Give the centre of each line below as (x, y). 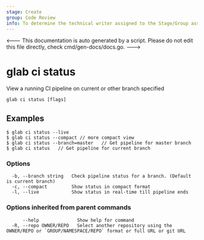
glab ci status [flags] (36, 100)
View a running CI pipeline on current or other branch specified (85, 88)
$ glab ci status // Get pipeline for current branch (78, 149)
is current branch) (31, 182)
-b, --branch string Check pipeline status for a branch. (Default (101, 176)
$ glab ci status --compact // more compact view (70, 138)
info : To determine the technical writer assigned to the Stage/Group (97, 23)
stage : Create (24, 12)
